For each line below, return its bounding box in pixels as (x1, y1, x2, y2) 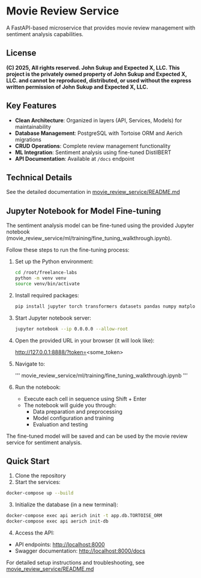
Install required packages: (14, 291, 79, 299)
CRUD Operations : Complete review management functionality (14, 142, 171, 149)
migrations (14, 135, 42, 143)
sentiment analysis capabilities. (6, 30, 84, 37)
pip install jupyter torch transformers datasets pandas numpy (14, 303, 177, 309)
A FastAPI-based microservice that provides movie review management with (6, 24, 196, 31)
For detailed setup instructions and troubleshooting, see (6, 559, 145, 566)
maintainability (14, 123, 52, 130)
